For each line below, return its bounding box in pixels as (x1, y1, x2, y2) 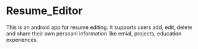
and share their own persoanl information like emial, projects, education (6, 30, 182, 37)
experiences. (6, 36, 39, 43)
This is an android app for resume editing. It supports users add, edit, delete (6, 24, 193, 31)
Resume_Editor (6, 4, 83, 18)
